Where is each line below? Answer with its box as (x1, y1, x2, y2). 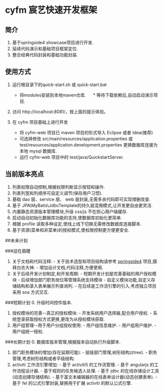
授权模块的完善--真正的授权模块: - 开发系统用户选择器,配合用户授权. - (12, 310, 152, 316)
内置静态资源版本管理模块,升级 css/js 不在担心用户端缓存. (12, 209, 128, 214)
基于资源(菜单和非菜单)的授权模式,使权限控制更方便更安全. (12, 227, 130, 233)
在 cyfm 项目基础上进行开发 (12, 119, 68, 125)
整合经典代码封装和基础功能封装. (12, 52, 78, 58)
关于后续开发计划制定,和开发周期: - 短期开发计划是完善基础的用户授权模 (12, 271, 157, 276)
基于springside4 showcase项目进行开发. (12, 40, 94, 45)
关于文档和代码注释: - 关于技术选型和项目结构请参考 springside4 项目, (12, 258, 153, 264)
